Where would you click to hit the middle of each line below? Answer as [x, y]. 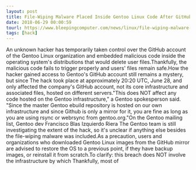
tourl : [14, 28]
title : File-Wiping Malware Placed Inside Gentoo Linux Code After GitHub [99, 17]
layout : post [22, 11]
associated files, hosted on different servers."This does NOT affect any [91, 93]
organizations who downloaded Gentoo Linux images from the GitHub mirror [98, 143]
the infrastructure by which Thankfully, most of [62, 161]
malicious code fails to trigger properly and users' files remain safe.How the [97, 68]
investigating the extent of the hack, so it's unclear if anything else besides [96, 130]
